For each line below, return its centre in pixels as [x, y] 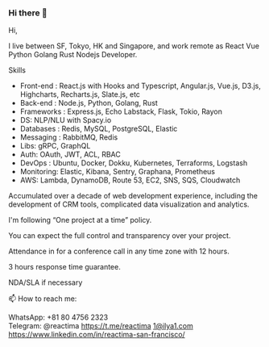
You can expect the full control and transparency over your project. [120, 236]
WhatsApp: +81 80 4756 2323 [58, 317]
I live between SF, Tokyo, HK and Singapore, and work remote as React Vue [134, 46]
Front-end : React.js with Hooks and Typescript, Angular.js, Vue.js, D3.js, [141, 86]
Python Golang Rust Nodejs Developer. [73, 55]
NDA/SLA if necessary [46, 282]
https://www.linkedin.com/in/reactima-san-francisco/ [97, 335]
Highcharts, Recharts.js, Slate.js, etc [80, 94]
